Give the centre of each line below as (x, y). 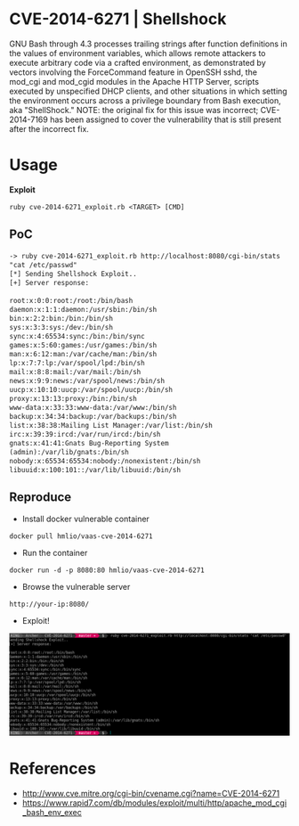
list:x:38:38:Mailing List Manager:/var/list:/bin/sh (111, 425)
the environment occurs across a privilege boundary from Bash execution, (145, 100)
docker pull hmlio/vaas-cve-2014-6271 (81, 536)
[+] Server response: (49, 282)
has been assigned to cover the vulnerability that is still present (166, 119)
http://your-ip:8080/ (49, 604)
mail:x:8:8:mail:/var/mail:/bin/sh (75, 372)
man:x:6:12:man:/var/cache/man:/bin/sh (83, 354)
